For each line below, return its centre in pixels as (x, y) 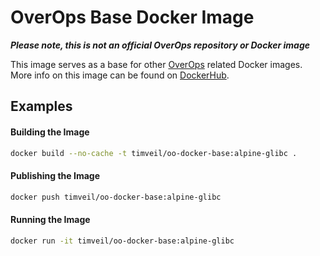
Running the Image (50, 220)
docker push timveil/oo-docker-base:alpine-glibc (116, 197)
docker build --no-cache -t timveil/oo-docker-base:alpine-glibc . (154, 153)
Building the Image (50, 132)
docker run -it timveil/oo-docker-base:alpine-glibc (122, 241)
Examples (41, 106)
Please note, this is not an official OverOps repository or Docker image (160, 45)
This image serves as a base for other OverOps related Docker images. (156, 64)
